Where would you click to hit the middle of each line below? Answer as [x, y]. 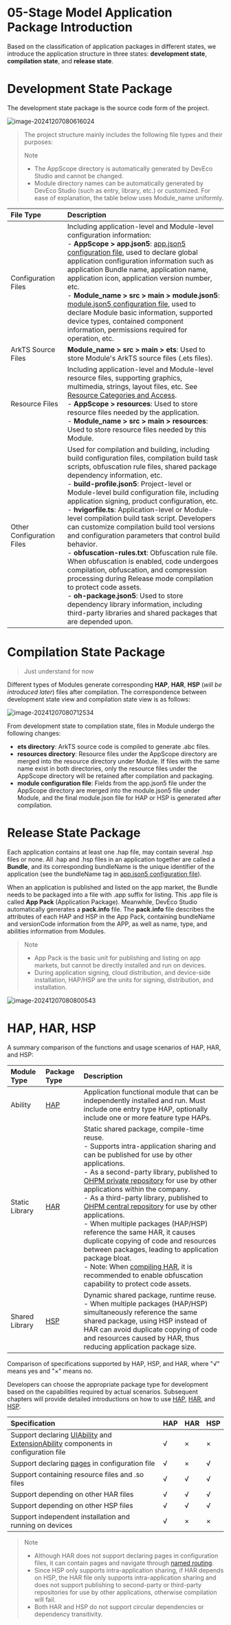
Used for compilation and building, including [139, 449]
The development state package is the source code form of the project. [108, 107]
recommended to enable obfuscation [143, 1275]
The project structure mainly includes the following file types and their [123, 134]
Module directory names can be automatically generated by [119, 183]
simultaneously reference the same [140, 1312]
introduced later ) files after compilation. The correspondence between [107, 692]
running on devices [42, 1525]
